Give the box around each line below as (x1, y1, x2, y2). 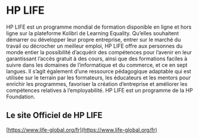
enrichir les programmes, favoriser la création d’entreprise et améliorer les (6, 80, 188, 87)
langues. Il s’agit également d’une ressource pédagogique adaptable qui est (6, 67, 191, 75)
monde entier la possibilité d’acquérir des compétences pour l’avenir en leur (6, 48, 192, 55)
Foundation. (6, 93, 36, 100)
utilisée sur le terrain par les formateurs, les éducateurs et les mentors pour (6, 74, 191, 81)
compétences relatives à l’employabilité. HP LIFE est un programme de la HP (6, 87, 193, 94)
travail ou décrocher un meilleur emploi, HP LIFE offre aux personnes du (6, 42, 183, 50)
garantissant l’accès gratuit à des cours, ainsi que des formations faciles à (6, 55, 188, 62)
